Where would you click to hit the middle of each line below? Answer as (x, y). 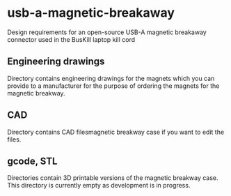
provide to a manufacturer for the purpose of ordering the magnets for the (113, 86)
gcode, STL (32, 161)
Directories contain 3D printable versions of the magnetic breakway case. (113, 178)
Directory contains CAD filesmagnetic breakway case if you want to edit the (116, 132)
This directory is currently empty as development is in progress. (99, 186)
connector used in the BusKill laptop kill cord (71, 39)
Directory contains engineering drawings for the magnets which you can (111, 78)
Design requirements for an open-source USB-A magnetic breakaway (107, 32)
